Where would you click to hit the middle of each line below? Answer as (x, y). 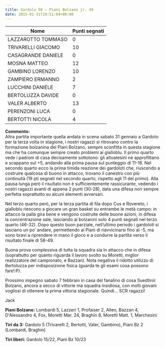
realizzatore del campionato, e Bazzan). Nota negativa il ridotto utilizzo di (79, 260)
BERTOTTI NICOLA (30, 119)
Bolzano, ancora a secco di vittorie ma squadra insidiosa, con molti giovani (81, 285)
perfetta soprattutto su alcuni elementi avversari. (55, 194)
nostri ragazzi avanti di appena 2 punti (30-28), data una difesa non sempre (82, 189)
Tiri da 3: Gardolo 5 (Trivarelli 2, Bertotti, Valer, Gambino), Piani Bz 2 (74, 324)
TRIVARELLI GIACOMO (34, 47)
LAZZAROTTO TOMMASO (38, 39)
